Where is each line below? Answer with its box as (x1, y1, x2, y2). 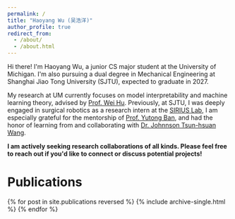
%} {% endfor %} (7, 205, 59, 213)
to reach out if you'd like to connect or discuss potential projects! (7, 149, 203, 158)
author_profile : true (7, 23, 71, 30)
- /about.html (13, 43, 55, 50)
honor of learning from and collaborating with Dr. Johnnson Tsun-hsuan (7, 121, 217, 129)
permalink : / (7, 10, 46, 18)
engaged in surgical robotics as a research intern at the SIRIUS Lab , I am (7, 106, 218, 114)
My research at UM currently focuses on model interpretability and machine (7, 91, 228, 99)
